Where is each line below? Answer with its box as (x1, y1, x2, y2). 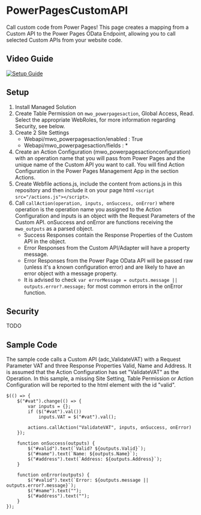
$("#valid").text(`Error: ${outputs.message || (28, 477, 149, 484)
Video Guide (6, 54, 54, 64)
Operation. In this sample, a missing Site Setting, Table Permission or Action (6, 375, 194, 382)
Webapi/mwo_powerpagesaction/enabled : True (23, 135, 143, 142)
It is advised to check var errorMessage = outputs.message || (23, 276, 178, 283)
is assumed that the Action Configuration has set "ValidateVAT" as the (6, 369, 179, 376)
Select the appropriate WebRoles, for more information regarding (14, 116, 176, 123)
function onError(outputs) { (17, 472, 90, 478)
